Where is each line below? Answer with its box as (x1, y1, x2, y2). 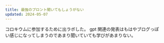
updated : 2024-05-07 (5, 12, 48, 17)
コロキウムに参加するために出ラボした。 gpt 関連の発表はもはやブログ (5, 26, 150, 32)
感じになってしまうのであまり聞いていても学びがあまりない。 (9, 32, 136, 38)
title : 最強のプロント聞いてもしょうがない (5, 7, 84, 12)
